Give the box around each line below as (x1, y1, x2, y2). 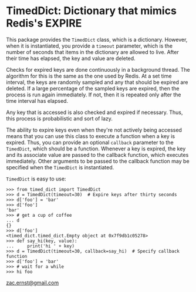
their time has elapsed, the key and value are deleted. (6, 55, 136, 62)
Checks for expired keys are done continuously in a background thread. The (6, 66, 191, 73)
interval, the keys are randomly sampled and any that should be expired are (6, 78, 188, 86)
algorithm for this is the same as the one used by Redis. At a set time (6, 72, 172, 79)
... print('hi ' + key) (6, 243, 75, 249)
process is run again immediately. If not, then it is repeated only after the (6, 91, 181, 98)
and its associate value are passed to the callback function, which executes (6, 151, 189, 158)
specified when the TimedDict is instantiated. (6, 163, 114, 171)
